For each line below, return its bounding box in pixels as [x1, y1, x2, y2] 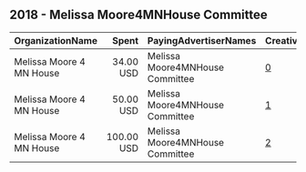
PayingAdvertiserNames [147, 34, 257, 46]
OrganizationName [14, 34, 98, 46]
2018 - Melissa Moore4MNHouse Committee [9, 7, 268, 23]
